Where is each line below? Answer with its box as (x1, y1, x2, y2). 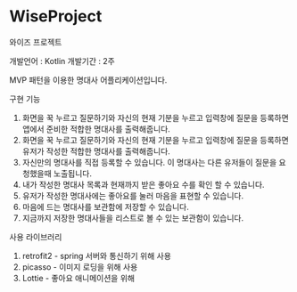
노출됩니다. (53, 167, 92, 179)
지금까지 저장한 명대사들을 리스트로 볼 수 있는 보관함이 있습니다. (21, 212, 243, 223)
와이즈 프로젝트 (9, 36, 62, 47)
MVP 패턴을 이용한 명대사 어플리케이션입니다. (9, 74, 168, 85)
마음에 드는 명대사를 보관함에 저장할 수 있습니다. (21, 201, 189, 212)
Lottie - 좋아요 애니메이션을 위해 (21, 272, 136, 283)
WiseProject (9, 6, 103, 27)
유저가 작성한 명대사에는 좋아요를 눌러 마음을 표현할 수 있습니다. (21, 190, 243, 201)
